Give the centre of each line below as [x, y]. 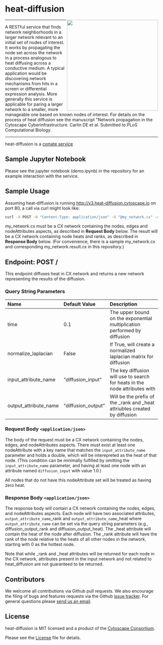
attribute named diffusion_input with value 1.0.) [53, 470]
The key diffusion [130, 371]
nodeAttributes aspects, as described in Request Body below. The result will [81, 231]
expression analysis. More [31, 94]
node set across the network [34, 52]
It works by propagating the [33, 48]
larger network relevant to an [34, 37]
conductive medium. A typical [35, 68]
